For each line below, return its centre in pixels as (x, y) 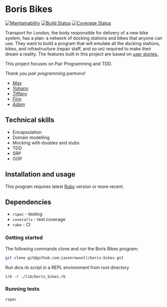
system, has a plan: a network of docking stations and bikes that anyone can (84, 38)
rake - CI (21, 225)
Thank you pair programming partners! (45, 73)
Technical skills (30, 120)
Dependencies (28, 202)
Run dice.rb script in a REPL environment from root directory (67, 267)
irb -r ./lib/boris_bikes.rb (35, 276)
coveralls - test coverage (39, 219)
